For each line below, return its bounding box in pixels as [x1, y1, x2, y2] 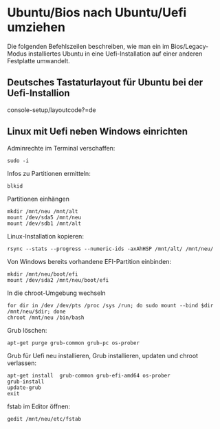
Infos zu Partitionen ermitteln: [7, 169, 91, 177]
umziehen [7, 19, 65, 35]
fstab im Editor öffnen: [7, 402, 71, 410]
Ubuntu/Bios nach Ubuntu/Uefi [7, 5, 187, 21]
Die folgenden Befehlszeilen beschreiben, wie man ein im [7, 42, 170, 50]
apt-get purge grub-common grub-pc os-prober [7, 339, 140, 346]
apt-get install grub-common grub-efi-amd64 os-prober [7, 372, 170, 379]
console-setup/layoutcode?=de [7, 105, 96, 114]
